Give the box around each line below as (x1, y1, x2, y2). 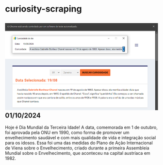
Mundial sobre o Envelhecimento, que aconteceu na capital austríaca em (5, 150, 150, 156)
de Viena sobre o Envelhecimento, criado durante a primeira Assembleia (5, 145, 149, 151)
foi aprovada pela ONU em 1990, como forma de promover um (5, 130, 130, 135)
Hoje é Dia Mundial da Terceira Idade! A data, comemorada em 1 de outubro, (5, 124, 158, 130)
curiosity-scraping (5, 3, 82, 15)
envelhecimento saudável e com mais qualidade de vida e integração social (5, 134, 156, 140)
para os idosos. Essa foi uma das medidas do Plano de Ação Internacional (5, 140, 153, 146)
